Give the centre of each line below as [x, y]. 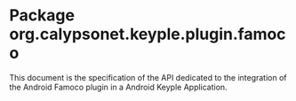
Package [42, 16]
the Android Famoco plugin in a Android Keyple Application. [119, 87]
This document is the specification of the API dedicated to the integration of [148, 77]
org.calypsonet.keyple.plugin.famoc [148, 34]
